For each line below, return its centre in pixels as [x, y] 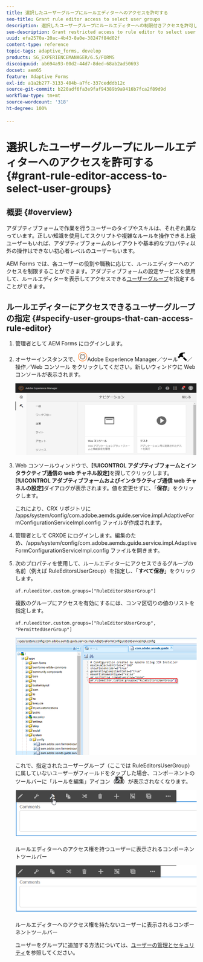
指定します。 [31, 611]
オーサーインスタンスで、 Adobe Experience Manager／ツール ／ [104, 359]
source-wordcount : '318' [37, 102]
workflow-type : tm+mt [34, 96]
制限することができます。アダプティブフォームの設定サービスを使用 [111, 271]
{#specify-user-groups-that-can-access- [112, 318]
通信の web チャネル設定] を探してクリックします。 [109, 473]
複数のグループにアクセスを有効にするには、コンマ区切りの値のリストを [105, 603]
